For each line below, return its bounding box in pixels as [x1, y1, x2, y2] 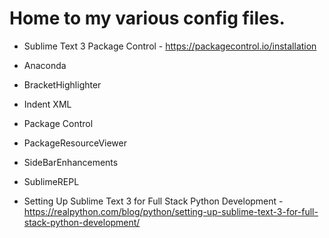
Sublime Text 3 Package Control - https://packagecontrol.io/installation [23, 40, 317, 52]
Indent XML [23, 98, 72, 110]
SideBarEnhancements [23, 156, 119, 168]
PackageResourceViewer [23, 137, 128, 149]
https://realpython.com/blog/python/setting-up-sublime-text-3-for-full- [23, 205, 319, 217]
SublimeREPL [23, 175, 80, 187]
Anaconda [23, 59, 67, 71]
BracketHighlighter [23, 78, 102, 91]
